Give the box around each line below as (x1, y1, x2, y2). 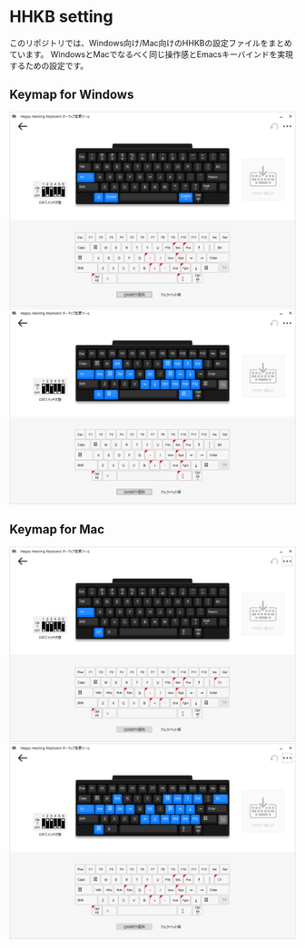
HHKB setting (9, 6, 113, 27)
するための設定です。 (9, 60, 89, 71)
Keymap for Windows (9, 87, 134, 103)
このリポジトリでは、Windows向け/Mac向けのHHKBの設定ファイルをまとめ (9, 37, 292, 48)
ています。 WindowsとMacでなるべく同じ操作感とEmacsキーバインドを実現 (9, 48, 293, 60)
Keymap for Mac (9, 522, 105, 537)
